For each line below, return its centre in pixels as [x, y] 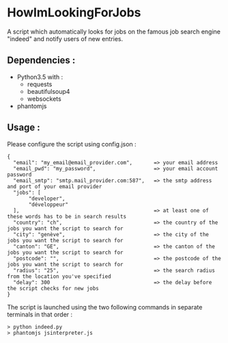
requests [40, 84]
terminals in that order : [40, 314]
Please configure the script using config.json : [72, 144]
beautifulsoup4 [48, 91]
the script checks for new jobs [53, 288]
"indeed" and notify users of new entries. [65, 38]
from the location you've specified [59, 276]
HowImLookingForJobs [74, 13]
